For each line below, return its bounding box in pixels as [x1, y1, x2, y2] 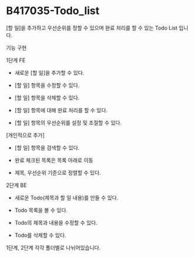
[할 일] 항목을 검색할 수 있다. [14, 144, 80, 151]
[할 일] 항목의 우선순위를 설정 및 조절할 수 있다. [14, 119, 122, 126]
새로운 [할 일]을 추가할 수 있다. [14, 69, 85, 76]
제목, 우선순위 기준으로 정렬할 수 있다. [14, 169, 101, 176]
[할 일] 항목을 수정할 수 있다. [14, 81, 80, 89]
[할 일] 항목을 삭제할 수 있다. [14, 94, 80, 101]
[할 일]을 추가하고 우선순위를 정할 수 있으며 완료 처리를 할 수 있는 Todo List [6, 24, 178, 31]
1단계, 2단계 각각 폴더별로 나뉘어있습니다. [6, 244, 101, 251]
